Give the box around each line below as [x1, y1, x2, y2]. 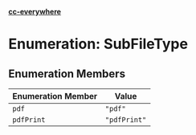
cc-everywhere [8, 7, 62, 16]
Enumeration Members [8, 67, 126, 80]
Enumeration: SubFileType [8, 35, 189, 53]
